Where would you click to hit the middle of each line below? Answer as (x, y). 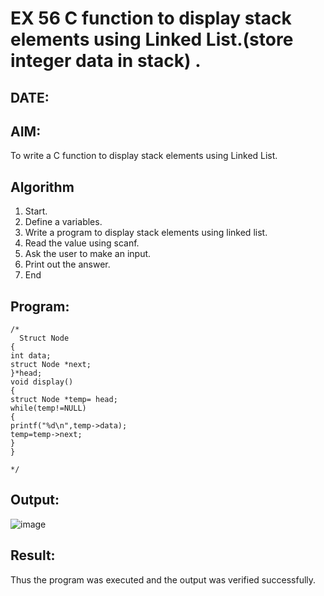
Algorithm (42, 187)
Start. (36, 211)
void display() (42, 382)
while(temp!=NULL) (48, 408)
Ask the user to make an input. (88, 254)
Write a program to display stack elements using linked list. (146, 233)
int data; (31, 356)
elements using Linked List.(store (152, 39)
